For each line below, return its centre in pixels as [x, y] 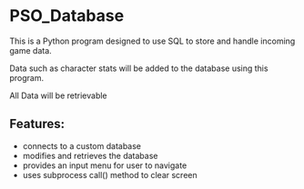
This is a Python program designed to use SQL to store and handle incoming [152, 41]
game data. [30, 50]
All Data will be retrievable [58, 95]
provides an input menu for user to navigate [105, 165]
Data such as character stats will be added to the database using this [139, 68]
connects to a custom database [82, 145]
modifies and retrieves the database [90, 155]
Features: [37, 124]
